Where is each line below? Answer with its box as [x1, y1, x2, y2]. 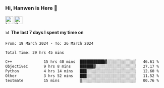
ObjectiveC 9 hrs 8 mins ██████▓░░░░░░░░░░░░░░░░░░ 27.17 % [5, 64, 159, 69]
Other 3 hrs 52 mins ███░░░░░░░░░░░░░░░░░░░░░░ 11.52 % [5, 73, 159, 78]
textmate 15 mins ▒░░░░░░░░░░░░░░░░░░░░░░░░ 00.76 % [5, 78, 159, 83]
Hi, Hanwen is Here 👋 [5, 5, 58, 12]
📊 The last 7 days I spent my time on [5, 30, 84, 36]
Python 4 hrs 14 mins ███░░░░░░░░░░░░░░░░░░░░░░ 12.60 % [5, 68, 159, 73]
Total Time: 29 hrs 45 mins [5, 50, 65, 55]
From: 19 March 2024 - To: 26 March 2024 [5, 41, 94, 46]
